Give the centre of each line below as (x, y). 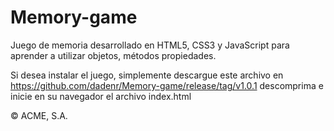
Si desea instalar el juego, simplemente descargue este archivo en (147, 75)
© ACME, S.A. (39, 115)
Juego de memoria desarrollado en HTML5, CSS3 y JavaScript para (150, 45)
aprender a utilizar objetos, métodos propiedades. (113, 55)
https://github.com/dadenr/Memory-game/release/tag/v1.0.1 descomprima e (167, 85)
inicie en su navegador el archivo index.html (101, 96)
